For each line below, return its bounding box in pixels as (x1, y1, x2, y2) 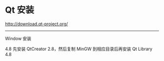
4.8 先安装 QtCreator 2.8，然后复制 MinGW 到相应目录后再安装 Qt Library (5, 46, 153, 52)
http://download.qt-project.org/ (5, 20, 68, 27)
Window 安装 (5, 35, 32, 41)
